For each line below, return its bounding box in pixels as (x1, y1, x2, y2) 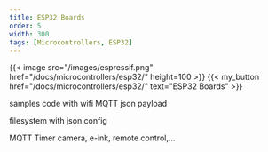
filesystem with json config (9, 116, 108, 126)
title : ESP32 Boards (9, 12, 86, 22)
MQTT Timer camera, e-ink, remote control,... (9, 132, 176, 143)
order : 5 (9, 21, 42, 30)
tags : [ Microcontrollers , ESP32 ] (9, 37, 133, 47)
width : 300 (9, 29, 50, 38)
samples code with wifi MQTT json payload (9, 99, 168, 109)
